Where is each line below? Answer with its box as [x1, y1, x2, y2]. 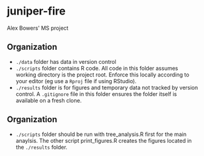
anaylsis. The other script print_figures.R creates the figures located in [15, 137, 192, 144]
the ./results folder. [15, 143, 67, 151]
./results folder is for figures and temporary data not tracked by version [15, 84, 199, 91]
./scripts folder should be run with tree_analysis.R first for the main [15, 131, 187, 138]
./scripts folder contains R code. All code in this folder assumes [15, 64, 178, 72]
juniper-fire [7, 4, 66, 18]
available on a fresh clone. [15, 97, 82, 104]
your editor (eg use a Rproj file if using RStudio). [15, 77, 137, 84]
